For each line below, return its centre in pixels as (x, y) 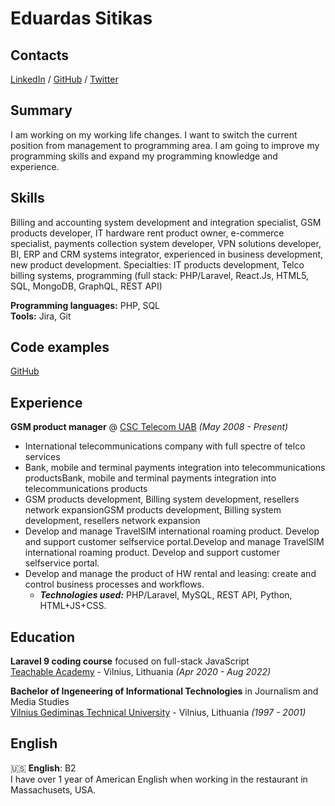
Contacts (40, 55)
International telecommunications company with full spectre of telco (165, 446)
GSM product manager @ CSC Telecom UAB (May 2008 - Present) (149, 427)
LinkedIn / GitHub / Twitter (64, 79)
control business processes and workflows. (114, 584)
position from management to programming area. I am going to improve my (165, 145)
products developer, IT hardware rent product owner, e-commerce (147, 233)
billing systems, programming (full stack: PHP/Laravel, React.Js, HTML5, (160, 275)
